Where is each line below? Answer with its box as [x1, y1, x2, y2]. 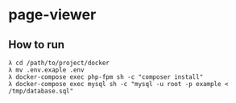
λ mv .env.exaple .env [8, 66, 85, 74]
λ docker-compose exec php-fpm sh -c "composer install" [8, 73, 204, 81]
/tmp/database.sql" [8, 87, 74, 95]
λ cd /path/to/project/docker [8, 59, 110, 67]
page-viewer [8, 6, 97, 24]
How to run [8, 38, 65, 51]
